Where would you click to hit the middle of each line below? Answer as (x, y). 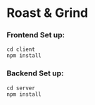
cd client (21, 50)
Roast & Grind (47, 13)
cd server (21, 88)
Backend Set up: (35, 73)
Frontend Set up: (36, 35)
